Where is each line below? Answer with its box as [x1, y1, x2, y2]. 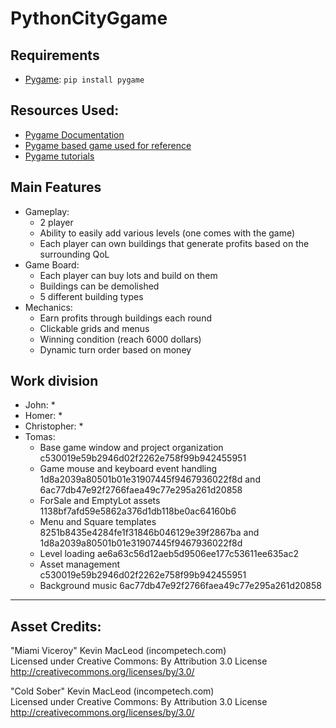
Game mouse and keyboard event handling [39, 463, 218, 475]
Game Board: [24, 258, 80, 271]
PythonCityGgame [10, 7, 168, 30]
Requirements [10, 47, 100, 64]
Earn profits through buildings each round [39, 312, 212, 324]
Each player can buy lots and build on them [39, 269, 218, 281]
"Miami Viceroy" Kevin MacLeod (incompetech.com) [10, 645, 227, 657]
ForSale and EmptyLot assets [39, 495, 161, 507]
